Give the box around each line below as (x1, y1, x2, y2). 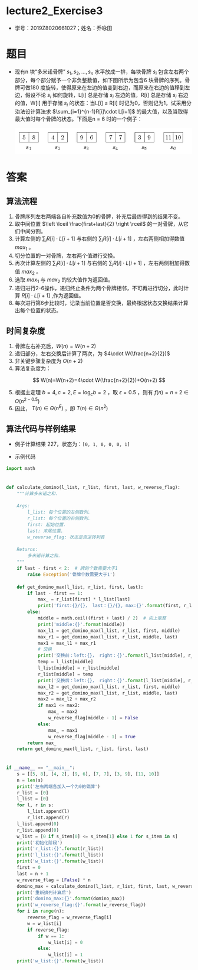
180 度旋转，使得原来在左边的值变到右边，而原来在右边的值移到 (30, 84, 185, 91)
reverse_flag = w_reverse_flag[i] (27, 914, 112, 920)
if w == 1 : (37, 933, 65, 939)
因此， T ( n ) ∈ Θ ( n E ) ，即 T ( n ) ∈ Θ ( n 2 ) (14, 404, 108, 412)
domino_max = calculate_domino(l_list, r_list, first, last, (16, 883, 170, 889)
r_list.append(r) (27, 815, 70, 821)
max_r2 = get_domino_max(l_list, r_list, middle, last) (37, 690, 178, 696)
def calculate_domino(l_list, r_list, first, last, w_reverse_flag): (6, 484, 181, 490)
